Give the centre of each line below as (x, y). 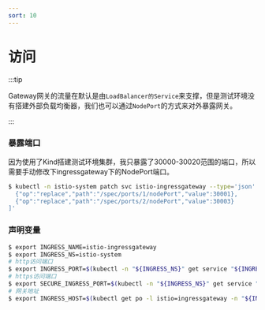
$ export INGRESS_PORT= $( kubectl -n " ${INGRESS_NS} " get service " (121, 269)
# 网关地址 (24, 291)
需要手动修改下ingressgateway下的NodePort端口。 (91, 171)
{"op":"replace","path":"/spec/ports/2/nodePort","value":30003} (125, 201)
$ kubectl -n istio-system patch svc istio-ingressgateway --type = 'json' (132, 186)
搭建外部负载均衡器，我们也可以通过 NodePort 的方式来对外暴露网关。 (126, 105)
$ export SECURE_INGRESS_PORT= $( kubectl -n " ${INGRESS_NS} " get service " (134, 284)
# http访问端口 (31, 262)
